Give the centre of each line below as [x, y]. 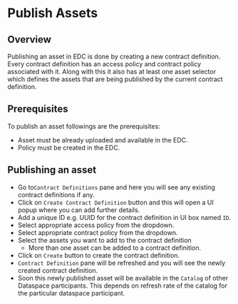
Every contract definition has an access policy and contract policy [104, 64]
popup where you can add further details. [79, 210]
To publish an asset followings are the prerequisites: [84, 126]
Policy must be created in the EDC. [69, 147]
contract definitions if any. [56, 194]
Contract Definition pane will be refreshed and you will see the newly [121, 263]
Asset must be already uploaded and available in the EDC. [103, 140]
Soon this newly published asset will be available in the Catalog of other [123, 278]
